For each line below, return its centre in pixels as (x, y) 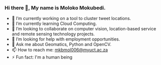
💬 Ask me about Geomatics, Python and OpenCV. (61, 44)
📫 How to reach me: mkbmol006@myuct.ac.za (60, 50)
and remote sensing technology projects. (53, 34)
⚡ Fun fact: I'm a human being (42, 57)
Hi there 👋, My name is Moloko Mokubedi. (55, 8)
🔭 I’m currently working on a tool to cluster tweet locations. (71, 19)
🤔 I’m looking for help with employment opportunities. (66, 39)
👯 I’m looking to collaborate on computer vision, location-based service (84, 29)
